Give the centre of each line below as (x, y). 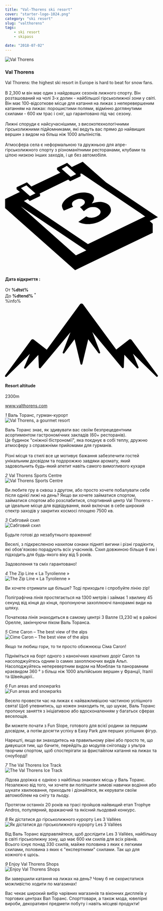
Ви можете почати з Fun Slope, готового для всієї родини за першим (76, 725)
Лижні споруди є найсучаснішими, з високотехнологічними (67, 124)
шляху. (12, 608)
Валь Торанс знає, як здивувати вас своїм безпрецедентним (68, 430)
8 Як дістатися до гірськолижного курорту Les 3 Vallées (63, 819)
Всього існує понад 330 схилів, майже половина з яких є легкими (73, 844)
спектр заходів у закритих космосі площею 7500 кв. (59, 511)
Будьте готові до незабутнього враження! (48, 535)
